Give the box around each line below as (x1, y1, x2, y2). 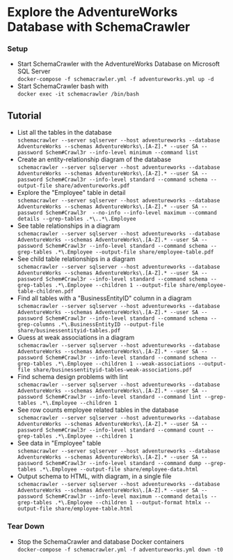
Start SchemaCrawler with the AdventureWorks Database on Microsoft (17, 60, 220, 68)
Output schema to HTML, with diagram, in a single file (17, 472, 172, 480)
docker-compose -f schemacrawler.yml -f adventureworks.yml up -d (17, 76, 214, 83)
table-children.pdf (17, 288, 74, 295)
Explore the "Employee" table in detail (17, 189, 126, 197)
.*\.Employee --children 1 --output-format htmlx (54, 499, 202, 506)
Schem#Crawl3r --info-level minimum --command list (45, 149, 199, 156)
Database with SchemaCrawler (7, 19, 191, 35)
